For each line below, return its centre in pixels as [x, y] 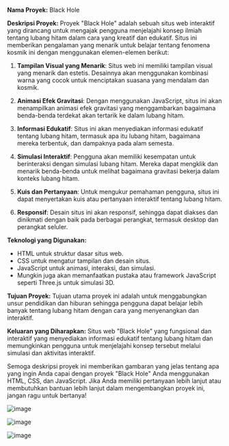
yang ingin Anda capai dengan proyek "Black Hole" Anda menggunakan [108, 374]
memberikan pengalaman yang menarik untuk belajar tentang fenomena [109, 45]
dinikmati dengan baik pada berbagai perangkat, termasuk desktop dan [118, 220]
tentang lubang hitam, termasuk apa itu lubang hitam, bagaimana [108, 136]
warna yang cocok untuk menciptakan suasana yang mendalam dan [113, 80]
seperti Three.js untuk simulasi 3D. [66, 283]
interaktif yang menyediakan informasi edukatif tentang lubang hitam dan [110, 338]
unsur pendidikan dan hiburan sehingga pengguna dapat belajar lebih [105, 303]
